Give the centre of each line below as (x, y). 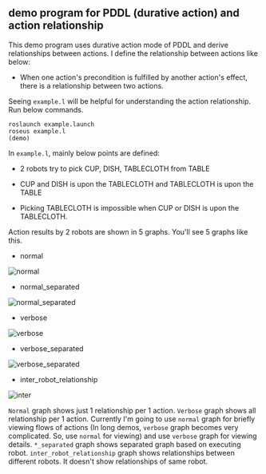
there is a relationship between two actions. (91, 85)
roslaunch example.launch (51, 124)
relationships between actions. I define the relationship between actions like (133, 53)
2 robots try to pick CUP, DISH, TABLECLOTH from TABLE (115, 168)
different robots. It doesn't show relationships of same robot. (108, 461)
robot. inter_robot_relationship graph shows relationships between (122, 452)
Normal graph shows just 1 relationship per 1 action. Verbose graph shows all (132, 410)
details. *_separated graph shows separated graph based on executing (125, 444)
